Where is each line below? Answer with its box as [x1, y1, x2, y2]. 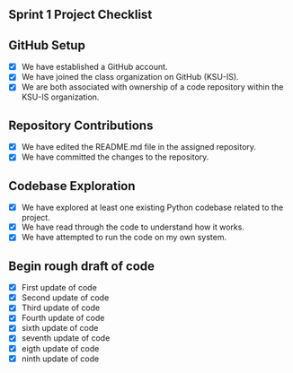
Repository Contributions [8, 117, 154, 133]
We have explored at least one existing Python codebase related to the [21, 202, 284, 213]
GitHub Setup [8, 38, 86, 53]
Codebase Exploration [8, 178, 136, 194]
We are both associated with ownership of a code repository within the [21, 82, 284, 92]
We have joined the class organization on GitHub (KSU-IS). [21, 72, 239, 82]
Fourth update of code [21, 313, 105, 324]
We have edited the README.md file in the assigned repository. [21, 142, 257, 152]
